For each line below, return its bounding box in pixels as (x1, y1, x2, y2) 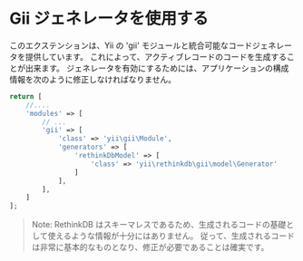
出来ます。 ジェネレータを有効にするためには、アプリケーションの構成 (24, 63, 289, 73)
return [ (9, 92, 43, 101)
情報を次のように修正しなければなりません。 (9, 73, 177, 84)
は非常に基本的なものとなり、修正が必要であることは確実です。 (31, 242, 269, 253)
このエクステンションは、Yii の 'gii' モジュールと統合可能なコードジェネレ (9, 40, 285, 51)
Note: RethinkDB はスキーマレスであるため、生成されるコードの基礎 (31, 219, 287, 230)
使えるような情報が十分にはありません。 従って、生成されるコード (47, 230, 296, 241)
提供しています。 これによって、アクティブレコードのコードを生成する (24, 51, 288, 62)
